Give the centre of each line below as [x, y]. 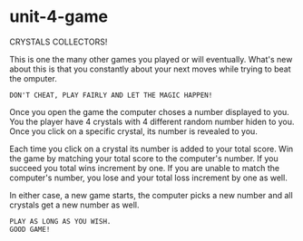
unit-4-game [59, 17]
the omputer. [33, 78]
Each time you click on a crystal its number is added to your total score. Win [151, 149]
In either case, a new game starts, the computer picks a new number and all [151, 195]
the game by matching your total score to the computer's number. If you [144, 158]
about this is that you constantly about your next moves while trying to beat [150, 69]
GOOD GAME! [30, 229]
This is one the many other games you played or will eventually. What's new [151, 59]
